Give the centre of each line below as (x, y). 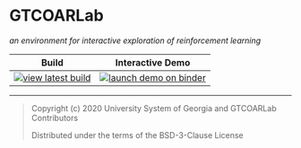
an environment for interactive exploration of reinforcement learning (135, 40)
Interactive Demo (153, 62)
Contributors (55, 118)
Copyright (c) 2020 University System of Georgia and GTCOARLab (154, 108)
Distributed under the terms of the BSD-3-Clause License (137, 135)
